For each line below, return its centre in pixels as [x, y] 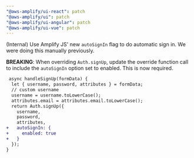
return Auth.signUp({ [38, 106]
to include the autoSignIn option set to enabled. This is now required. [90, 68]
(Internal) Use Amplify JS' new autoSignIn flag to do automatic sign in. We [96, 44]
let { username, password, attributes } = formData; [77, 85]
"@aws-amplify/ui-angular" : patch [48, 22]
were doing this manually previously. [50, 51]
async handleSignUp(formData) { [48, 79]
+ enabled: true [31, 133]
